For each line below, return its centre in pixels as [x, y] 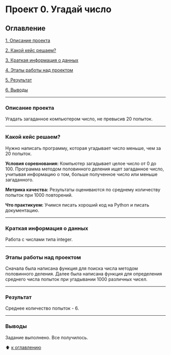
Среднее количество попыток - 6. [42, 308]
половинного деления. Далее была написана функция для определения [84, 274]
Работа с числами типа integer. [39, 239]
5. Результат [19, 80]
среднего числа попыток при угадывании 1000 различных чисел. [76, 280]
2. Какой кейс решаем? [31, 50]
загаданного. [20, 180]
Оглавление [25, 28]
